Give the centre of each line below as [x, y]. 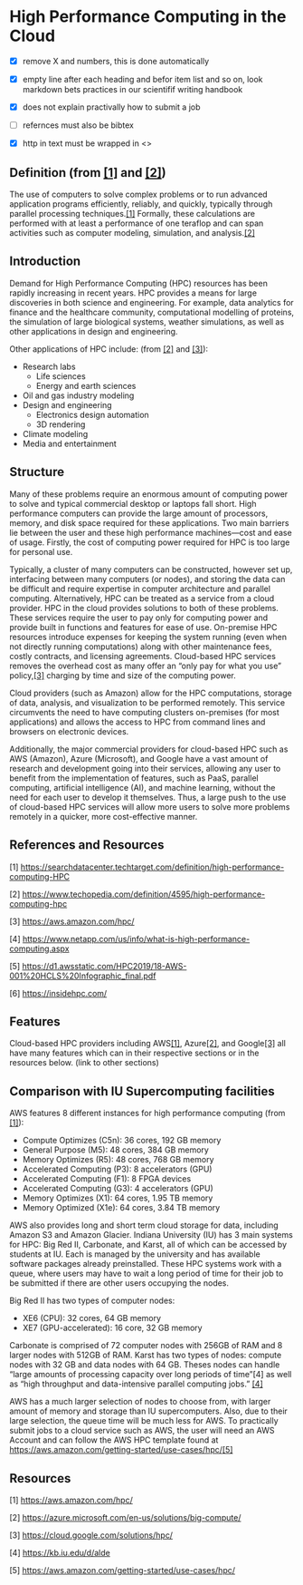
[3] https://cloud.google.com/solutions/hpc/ [91, 1535]
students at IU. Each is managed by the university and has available [135, 1254]
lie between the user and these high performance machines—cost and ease [151, 532]
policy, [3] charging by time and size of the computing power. [123, 675]
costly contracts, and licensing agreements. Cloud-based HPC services [142, 656]
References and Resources [87, 845]
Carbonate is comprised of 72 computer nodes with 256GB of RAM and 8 [146, 1346]
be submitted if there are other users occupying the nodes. [119, 1283]
